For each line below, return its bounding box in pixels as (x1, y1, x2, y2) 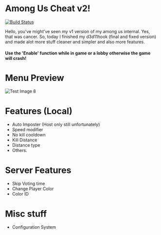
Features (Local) (5, 105, 72, 117)
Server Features (5, 164, 72, 176)
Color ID (12, 191, 29, 197)
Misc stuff (5, 208, 47, 219)
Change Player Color (12, 186, 54, 192)
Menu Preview (5, 72, 64, 83)
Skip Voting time (12, 181, 45, 187)
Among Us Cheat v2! (5, 3, 91, 14)
